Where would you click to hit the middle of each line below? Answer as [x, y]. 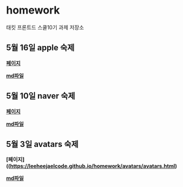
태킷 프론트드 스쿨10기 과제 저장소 [45, 27]
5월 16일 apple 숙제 [40, 48]
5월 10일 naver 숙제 [41, 96]
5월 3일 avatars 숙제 [42, 144]
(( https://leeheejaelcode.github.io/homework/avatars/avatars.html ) [91, 166]
